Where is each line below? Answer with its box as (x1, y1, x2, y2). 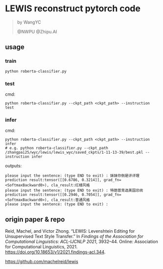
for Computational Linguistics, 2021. (5, 244, 78, 250)
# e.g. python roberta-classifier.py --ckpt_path (5, 146, 109, 151)
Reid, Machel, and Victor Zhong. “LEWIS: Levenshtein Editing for (5, 228, 135, 234)
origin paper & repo (5, 215, 65, 223)
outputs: (5, 163, 22, 169)
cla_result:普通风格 (51, 197, 90, 203)
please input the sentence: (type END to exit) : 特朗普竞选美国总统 (5, 188, 143, 193)
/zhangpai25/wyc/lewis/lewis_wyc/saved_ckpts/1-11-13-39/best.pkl (5, 150, 143, 155)
